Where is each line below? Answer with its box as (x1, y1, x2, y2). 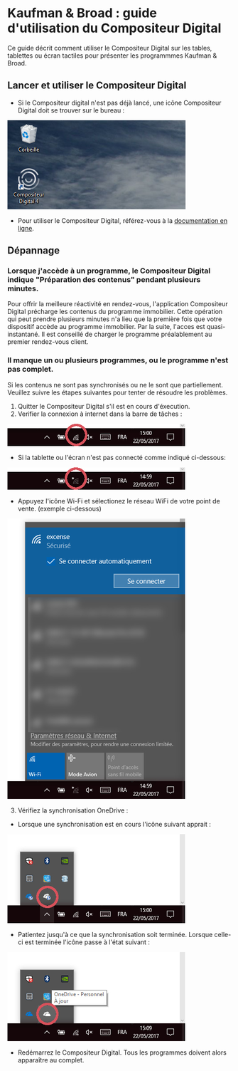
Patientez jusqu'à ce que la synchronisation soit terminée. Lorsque (17, 930, 213, 939)
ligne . (17, 224, 34, 232)
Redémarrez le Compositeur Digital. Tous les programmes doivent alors (17, 1048, 227, 1057)
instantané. (7, 330, 40, 339)
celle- (214, 930, 232, 939)
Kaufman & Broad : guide (7, 5, 158, 21)
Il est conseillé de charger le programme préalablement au (41, 330, 212, 339)
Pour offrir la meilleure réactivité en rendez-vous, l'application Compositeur (7, 300, 229, 308)
